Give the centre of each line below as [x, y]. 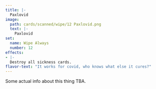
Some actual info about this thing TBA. [46, 81]
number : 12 [21, 48]
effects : [15, 52]
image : [12, 19]
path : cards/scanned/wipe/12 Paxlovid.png [56, 24]
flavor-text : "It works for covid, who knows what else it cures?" [79, 67]
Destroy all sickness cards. [41, 62]
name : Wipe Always [30, 43]
